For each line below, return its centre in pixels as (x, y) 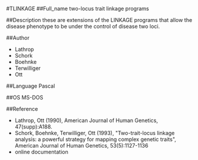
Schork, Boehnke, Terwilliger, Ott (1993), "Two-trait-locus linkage (95, 133)
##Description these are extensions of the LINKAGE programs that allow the (99, 20)
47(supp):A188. (33, 127)
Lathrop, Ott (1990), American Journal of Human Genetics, (86, 120)
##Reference (22, 109)
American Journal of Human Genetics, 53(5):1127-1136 (81, 145)
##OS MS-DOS (25, 97)
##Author (18, 38)
